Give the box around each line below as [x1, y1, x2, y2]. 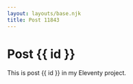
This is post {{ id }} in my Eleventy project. [7, 69, 127, 77]
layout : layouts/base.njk [7, 10, 81, 17]
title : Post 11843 [7, 17, 60, 23]
